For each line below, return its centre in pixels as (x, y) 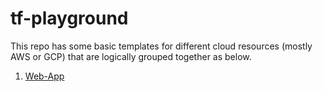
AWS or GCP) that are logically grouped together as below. (131, 56)
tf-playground (69, 18)
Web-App (44, 76)
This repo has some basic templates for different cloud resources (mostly (161, 46)
